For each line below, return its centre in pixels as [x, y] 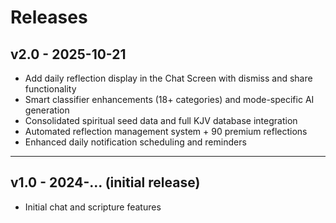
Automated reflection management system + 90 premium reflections [166, 131]
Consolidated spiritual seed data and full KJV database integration [161, 120]
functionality [50, 89]
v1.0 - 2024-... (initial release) [105, 182]
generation [47, 110]
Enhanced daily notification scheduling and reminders [135, 142]
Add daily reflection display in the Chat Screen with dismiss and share [168, 78]
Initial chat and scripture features [93, 207]
